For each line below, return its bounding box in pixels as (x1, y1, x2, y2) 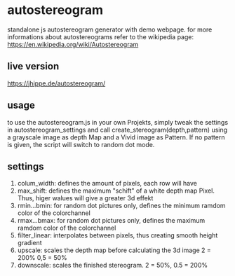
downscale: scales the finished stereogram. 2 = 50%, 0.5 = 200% (17, 261, 208, 270)
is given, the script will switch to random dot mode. (7, 140, 155, 149)
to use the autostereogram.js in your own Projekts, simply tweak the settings (7, 118, 229, 126)
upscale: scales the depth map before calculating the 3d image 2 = (17, 246, 212, 254)
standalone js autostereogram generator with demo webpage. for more (7, 25, 213, 34)
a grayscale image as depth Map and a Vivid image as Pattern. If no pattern (7, 132, 225, 142)
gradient (17, 239, 42, 247)
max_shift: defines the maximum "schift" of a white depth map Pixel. (17, 186, 215, 195)
